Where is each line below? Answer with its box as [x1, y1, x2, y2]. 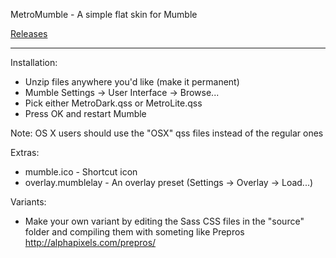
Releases [10, 28, 48, 39]
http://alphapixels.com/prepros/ [24, 237, 157, 248]
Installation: [10, 57, 58, 68]
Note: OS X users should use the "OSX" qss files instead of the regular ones [10, 127, 324, 139]
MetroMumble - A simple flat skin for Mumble [10, 9, 198, 20]
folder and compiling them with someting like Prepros [24, 226, 245, 238]
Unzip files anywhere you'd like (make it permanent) [24, 76, 240, 88]
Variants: [10, 196, 47, 208]
